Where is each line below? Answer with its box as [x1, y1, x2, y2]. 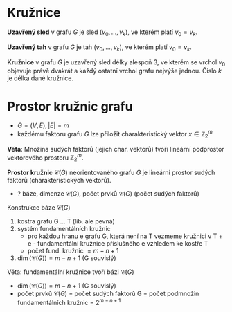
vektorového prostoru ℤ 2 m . [7, 152, 84, 163]
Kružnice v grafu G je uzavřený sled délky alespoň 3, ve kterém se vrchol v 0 [7, 57, 226, 68]
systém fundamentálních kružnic [17, 225, 111, 233]
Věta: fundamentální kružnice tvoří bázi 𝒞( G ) [7, 268, 134, 276]
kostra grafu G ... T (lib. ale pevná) [17, 217, 116, 226]
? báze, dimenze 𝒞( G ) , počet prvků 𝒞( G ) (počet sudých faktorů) [17, 190, 199, 198]
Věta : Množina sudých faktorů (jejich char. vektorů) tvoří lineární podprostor [7, 145, 224, 153]
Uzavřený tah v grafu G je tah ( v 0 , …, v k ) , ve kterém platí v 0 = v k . [7, 43, 192, 53]
